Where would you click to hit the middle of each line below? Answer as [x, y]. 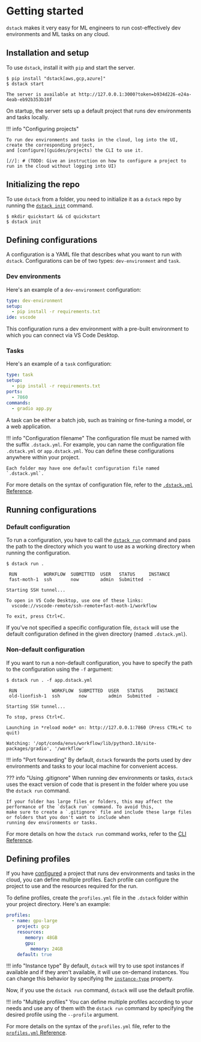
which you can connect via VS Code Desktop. [63, 336]
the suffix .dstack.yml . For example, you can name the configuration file [95, 444]
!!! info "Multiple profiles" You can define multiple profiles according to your [100, 1002]
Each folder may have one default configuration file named [83, 468]
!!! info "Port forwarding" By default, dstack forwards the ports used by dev [99, 759]
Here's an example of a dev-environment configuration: [74, 289]
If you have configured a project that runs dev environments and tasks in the [100, 874]
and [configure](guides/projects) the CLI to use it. [75, 150]
